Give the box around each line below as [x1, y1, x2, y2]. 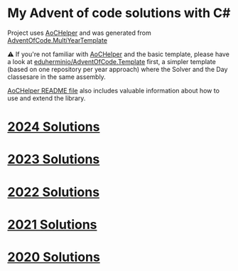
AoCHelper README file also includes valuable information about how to [7, 86, 220, 95]
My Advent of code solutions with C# [7, 5, 231, 21]
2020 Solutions [7, 249, 101, 265]
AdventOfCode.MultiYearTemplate [7, 36, 108, 44]
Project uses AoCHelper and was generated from [7, 28, 151, 37]
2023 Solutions [7, 152, 100, 168]
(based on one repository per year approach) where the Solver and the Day [7, 65, 228, 73]
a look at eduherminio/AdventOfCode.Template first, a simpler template [7, 57, 217, 65]
